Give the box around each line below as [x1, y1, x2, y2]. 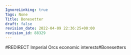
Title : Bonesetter [5, 16, 43, 21]
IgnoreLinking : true [5, 7, 48, 12]
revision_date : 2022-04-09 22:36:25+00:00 [5, 26, 95, 31]
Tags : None [5, 12, 28, 17]
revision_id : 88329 [5, 30, 46, 35]
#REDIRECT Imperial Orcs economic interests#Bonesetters [5, 44, 126, 50]
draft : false [5, 21, 32, 26]
